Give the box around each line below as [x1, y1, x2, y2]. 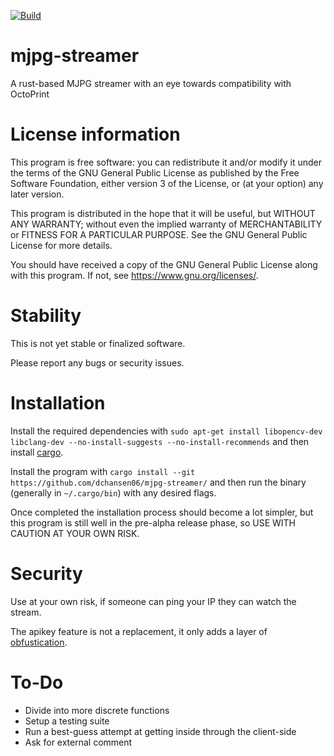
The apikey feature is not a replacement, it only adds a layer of [10, 625, 268, 637]
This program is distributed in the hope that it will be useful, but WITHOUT [10, 207, 316, 219]
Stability [10, 305, 82, 327]
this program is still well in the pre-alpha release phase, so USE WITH [10, 516, 296, 529]
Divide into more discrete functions [24, 704, 170, 716]
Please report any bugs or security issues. [10, 356, 185, 369]
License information [10, 123, 181, 146]
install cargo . [10, 446, 64, 458]
